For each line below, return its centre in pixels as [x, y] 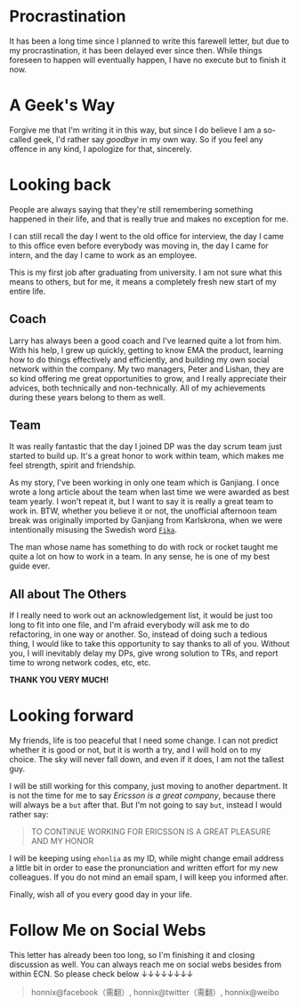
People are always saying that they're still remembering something [131, 209]
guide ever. [30, 566]
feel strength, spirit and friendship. [73, 465]
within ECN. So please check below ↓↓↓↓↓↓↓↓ [101, 974]
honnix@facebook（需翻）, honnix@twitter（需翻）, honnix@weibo [155, 993]
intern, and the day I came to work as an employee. [103, 254]
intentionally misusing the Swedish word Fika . [93, 530]
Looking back [60, 185]
